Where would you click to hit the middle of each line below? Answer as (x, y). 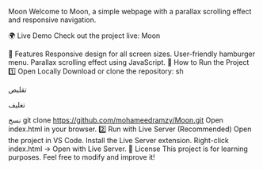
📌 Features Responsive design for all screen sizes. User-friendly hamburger (132, 54)
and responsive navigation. (52, 20)
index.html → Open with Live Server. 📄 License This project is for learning (128, 149)
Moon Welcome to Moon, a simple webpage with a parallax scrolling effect (130, 11)
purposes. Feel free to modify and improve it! (82, 157)
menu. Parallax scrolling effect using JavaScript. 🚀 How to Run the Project (129, 62)
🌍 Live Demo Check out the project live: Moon (84, 36)
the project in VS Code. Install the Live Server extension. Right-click (119, 140)
